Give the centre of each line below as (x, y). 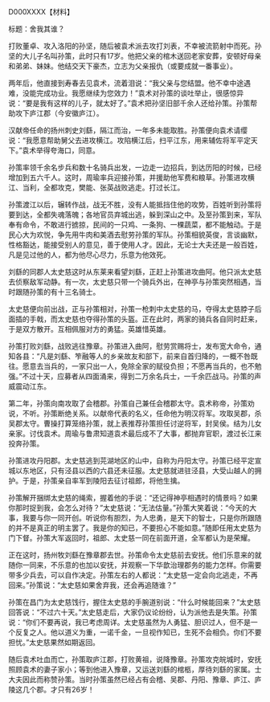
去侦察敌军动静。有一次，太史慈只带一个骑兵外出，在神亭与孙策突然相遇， (131, 282)
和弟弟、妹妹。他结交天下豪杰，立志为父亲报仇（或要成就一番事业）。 (123, 66)
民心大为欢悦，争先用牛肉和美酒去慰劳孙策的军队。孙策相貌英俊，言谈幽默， (135, 235)
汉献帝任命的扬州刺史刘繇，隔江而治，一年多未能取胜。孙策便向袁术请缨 (128, 130)
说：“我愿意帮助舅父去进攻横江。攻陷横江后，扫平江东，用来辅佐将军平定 (130, 140)
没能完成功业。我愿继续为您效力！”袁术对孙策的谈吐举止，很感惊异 (133, 93)
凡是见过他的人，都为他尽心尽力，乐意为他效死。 (89, 255)
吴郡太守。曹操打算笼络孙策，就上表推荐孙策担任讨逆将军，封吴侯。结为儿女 (135, 423)
